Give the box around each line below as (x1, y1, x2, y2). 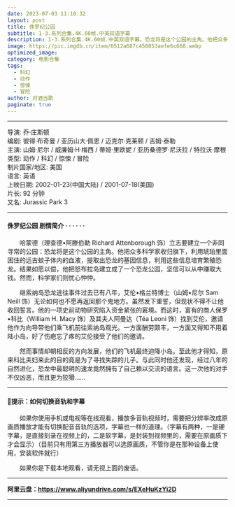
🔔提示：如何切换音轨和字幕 (7, 397, 85, 406)
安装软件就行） (19, 449, 63, 457)
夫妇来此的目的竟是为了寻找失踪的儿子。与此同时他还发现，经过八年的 (25, 356, 228, 364)
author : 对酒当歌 (7, 95, 54, 102)
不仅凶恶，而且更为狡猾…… (7, 373, 86, 382)
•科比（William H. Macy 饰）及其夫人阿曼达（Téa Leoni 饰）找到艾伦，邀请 (7, 315, 224, 323)
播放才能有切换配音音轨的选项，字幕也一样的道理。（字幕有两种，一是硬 (19, 422, 225, 431)
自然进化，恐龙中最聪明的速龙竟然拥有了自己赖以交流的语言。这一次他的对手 (7, 364, 228, 373)
